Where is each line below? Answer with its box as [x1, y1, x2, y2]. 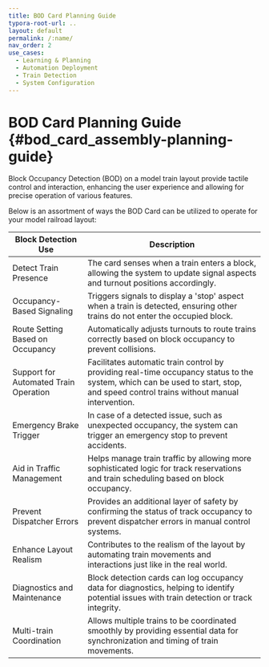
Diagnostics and [12, 582, 74, 593]
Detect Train [12, 262, 58, 273]
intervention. [87, 397, 135, 408]
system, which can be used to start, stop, [87, 377, 243, 388]
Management [12, 473, 62, 484]
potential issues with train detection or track [87, 592, 252, 604]
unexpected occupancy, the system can [87, 420, 239, 431]
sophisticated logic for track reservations [87, 463, 242, 474]
